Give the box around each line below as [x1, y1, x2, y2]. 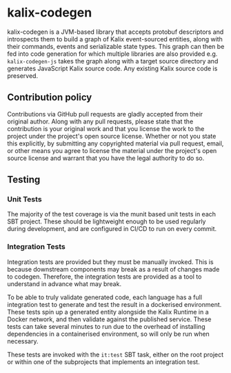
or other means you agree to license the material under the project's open [7, 146, 217, 154]
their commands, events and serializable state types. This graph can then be [7, 42, 225, 50]
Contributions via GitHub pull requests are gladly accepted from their [7, 110, 203, 118]
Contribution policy [7, 92, 92, 103]
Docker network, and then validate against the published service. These [7, 315, 212, 323]
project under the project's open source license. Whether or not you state [7, 132, 217, 140]
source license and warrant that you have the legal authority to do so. [7, 154, 205, 162]
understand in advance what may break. [7, 279, 122, 288]
